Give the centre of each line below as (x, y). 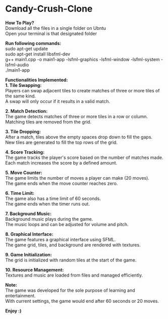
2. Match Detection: (26, 111)
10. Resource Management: (35, 270)
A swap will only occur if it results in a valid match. (58, 101)
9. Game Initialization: (29, 254)
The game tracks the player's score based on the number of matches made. (84, 157)
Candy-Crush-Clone (49, 9)
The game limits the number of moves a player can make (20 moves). (77, 178)
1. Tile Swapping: (23, 85)
